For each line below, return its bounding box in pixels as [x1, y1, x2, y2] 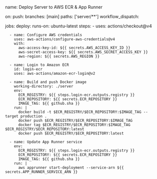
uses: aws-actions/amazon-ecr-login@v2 [14, 71, 96, 76]
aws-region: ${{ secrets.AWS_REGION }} [18, 54, 100, 59]
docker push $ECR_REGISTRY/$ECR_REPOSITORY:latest [18, 131, 124, 136]
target [5, 114, 19, 119]
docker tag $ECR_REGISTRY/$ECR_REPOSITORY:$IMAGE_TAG [18, 122, 131, 127]
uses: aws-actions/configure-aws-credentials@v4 [14, 37, 115, 42]
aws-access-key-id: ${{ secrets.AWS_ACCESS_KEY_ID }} [18, 45, 131, 50]
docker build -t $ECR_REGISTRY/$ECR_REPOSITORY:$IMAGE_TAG [18, 110, 141, 114]
